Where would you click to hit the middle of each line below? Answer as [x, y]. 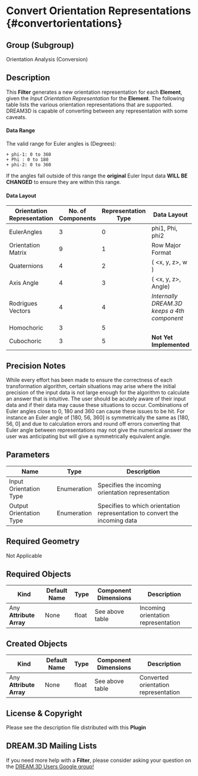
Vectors [20, 311]
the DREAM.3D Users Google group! [50, 766]
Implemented [170, 345]
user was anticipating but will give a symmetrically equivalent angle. [89, 436]
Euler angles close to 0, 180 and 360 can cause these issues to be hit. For [95, 412]
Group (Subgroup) [40, 45]
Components [77, 218]
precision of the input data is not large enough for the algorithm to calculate [98, 393]
